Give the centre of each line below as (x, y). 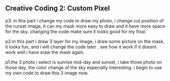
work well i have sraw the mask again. (45, 52)
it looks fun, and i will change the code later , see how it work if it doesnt (81, 47)
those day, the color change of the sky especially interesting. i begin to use (84, 67)
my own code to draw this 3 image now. (47, 73)
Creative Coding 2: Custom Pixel (58, 8)
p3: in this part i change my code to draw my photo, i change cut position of (84, 20)
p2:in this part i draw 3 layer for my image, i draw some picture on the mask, (85, 41)
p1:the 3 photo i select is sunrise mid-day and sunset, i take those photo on (84, 62)
